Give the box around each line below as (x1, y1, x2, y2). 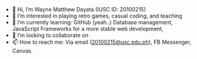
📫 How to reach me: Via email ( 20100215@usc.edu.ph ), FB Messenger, (12, 38, 192, 46)
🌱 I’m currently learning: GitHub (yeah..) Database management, (12, 19, 173, 26)
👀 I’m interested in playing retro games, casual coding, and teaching (12, 12, 182, 19)
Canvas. (12, 47, 33, 54)
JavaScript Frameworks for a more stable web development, (12, 25, 164, 32)
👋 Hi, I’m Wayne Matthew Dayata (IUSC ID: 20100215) (12, 6, 146, 13)
